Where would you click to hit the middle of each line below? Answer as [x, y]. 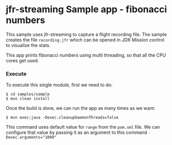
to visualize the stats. [28, 45]
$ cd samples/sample [28, 94]
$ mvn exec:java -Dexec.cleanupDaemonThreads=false [62, 118]
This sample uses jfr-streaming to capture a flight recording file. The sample [87, 34]
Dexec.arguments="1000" [31, 137]
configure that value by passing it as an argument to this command [77, 132]
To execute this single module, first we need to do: [59, 85]
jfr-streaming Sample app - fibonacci [87, 9]
